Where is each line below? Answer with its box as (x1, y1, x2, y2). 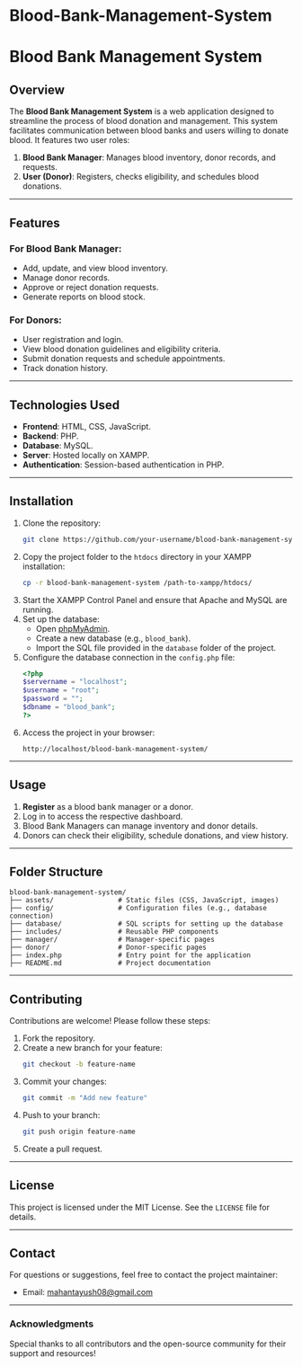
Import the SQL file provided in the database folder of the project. (35, 642, 277, 652)
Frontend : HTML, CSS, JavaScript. (22, 421, 151, 431)
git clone (22, 535, 60, 544)
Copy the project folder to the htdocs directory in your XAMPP (22, 551, 252, 562)
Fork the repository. (22, 1033, 96, 1043)
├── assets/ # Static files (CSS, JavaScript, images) (9, 896, 280, 905)
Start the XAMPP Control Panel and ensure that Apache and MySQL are (22, 594, 288, 605)
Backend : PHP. (22, 431, 79, 441)
